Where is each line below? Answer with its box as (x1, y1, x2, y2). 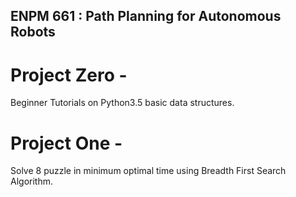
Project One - (10, 132, 123, 154)
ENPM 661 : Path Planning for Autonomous (10, 8, 282, 25)
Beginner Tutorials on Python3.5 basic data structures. (10, 97, 235, 109)
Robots (10, 24, 56, 41)
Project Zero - (10, 64, 128, 86)
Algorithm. (10, 175, 53, 188)
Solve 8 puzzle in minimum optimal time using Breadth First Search (10, 165, 287, 177)
